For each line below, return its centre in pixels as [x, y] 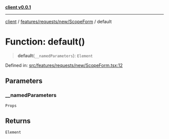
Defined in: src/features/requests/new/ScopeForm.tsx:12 [64, 65]
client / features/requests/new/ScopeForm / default [59, 21]
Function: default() [45, 42]
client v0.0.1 [18, 7]
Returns [18, 121]
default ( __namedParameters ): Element [55, 55]
